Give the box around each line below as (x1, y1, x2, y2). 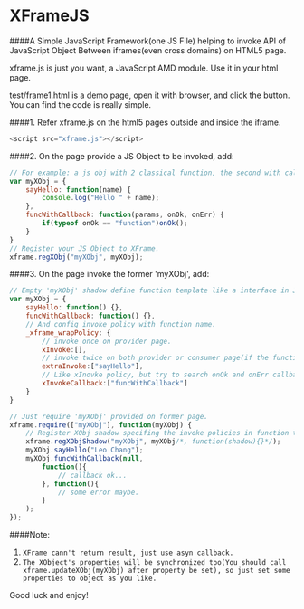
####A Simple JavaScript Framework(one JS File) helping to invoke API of (9, 35, 287, 46)
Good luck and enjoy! (9, 590, 89, 601)
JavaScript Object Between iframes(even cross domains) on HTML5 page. (9, 44, 287, 55)
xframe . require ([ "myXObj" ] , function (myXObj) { (9, 420, 193, 430)
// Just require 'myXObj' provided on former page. (9, 412, 208, 421)
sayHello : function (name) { (25, 185, 131, 195)
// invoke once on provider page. (42, 337, 172, 346)
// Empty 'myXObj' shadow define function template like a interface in (9, 286, 290, 295)
